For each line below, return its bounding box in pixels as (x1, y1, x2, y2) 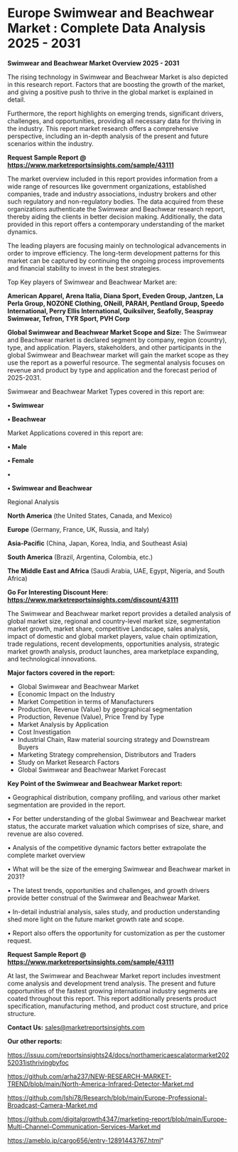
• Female (7, 456, 34, 464)
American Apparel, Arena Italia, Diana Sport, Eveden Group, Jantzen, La (7, 291, 224, 300)
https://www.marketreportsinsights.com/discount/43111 (7, 595, 179, 604)
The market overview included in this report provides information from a (7, 174, 218, 183)
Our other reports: (7, 1037, 63, 1045)
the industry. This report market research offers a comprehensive (7, 124, 199, 132)
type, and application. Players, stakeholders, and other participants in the (7, 343, 222, 352)
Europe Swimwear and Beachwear (7, 5, 215, 21)
